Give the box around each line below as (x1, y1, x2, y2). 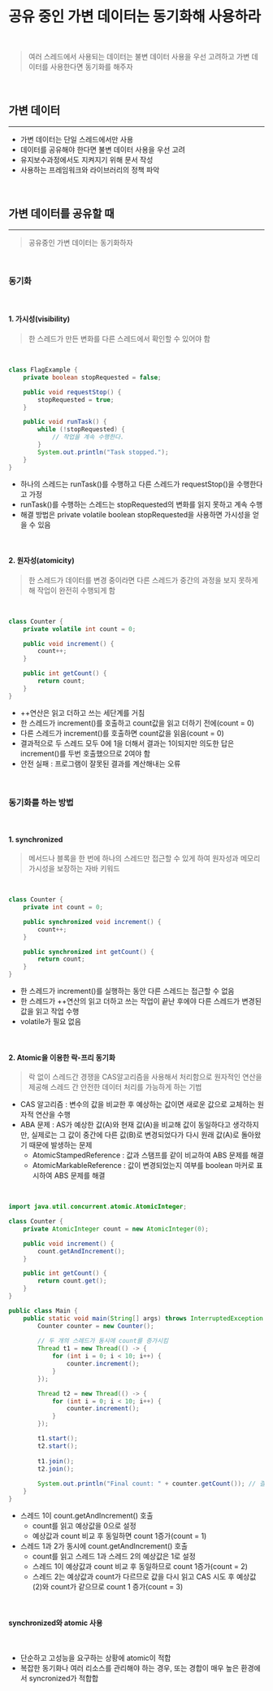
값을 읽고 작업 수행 (19, 1006, 80, 1017)
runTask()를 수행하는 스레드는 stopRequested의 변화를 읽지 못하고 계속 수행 (19, 499, 263, 509)
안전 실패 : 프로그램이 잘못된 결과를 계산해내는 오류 (19, 758, 181, 769)
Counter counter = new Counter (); (37, 1322, 154, 1330)
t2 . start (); (37, 1441, 79, 1450)
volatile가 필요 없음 (19, 1017, 81, 1026)
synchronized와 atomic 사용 (8, 1618, 103, 1628)
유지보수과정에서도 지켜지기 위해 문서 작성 (19, 155, 154, 164)
